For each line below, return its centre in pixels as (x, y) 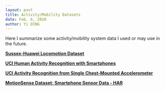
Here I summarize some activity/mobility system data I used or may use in (83, 38)
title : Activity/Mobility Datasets (43, 15)
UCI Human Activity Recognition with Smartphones (61, 63)
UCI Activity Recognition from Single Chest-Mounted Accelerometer (79, 73)
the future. (16, 44)
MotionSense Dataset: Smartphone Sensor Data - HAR (64, 83)
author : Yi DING (22, 24)
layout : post (19, 10)
